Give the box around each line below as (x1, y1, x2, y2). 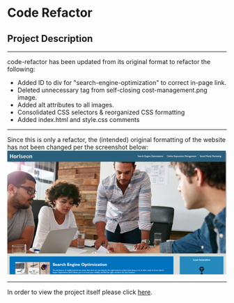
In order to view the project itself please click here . (7, 288, 153, 296)
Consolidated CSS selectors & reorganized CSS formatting (17, 108, 185, 116)
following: (7, 65, 36, 73)
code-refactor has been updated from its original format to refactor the (7, 58, 211, 65)
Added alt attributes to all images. (17, 101, 114, 109)
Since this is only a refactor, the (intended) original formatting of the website (7, 136, 226, 143)
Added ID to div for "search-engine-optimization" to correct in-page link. (17, 79, 226, 86)
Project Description (7, 33, 93, 45)
